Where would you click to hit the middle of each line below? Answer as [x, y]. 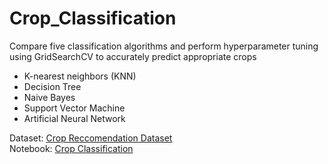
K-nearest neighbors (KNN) [80, 76]
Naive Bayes [49, 97]
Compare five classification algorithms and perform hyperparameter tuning [164, 46]
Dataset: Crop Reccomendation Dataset [91, 138]
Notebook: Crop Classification [71, 148]
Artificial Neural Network [74, 118]
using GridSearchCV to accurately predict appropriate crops [133, 56]
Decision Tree [52, 86]
